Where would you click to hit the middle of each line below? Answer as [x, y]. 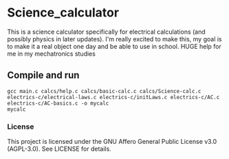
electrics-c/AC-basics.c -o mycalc [58, 103]
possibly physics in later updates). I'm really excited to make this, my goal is [115, 39]
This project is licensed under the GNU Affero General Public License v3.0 [112, 142]
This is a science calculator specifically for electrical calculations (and [107, 32]
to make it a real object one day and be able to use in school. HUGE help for [115, 46]
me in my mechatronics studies [52, 54]
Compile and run [43, 75]
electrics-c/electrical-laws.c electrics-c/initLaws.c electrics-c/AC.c [113, 97]
